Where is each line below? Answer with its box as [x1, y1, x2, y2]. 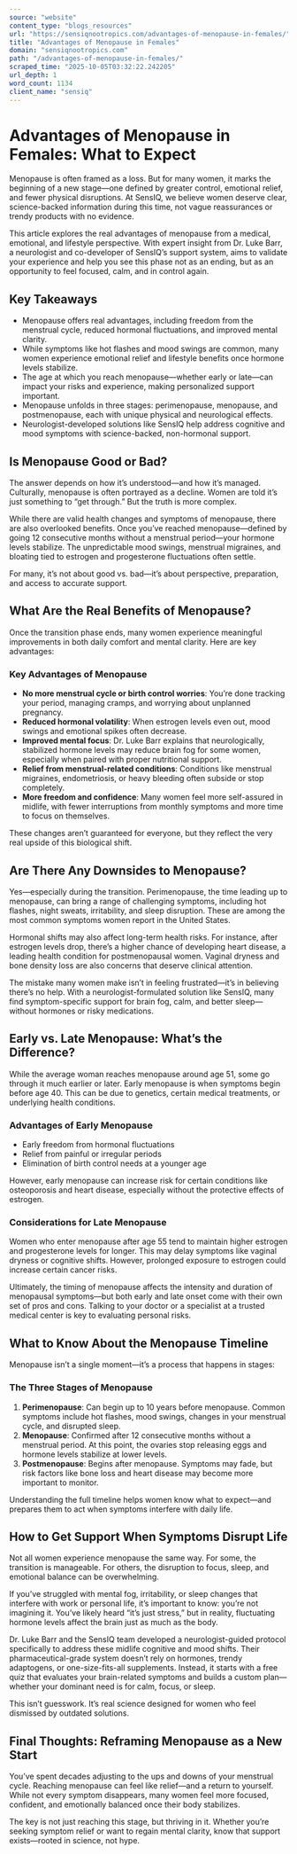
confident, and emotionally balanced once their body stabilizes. [9, 1799, 240, 1810]
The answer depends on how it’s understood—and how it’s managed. [9, 478, 262, 489]
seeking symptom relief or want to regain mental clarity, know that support [9, 1826, 281, 1836]
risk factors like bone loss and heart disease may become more [21, 1467, 254, 1478]
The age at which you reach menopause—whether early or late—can [21, 372, 274, 382]
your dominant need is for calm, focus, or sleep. [41, 1681, 217, 1692]
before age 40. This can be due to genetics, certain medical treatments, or [9, 1087, 281, 1098]
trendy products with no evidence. [9, 211, 134, 222]
